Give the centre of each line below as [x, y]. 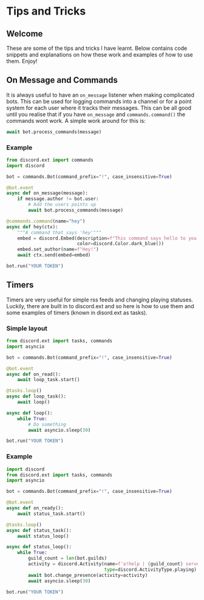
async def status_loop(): [39, 547]
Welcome [25, 34]
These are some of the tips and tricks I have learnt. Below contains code [97, 48]
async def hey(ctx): [32, 227]
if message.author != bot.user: [58, 199]
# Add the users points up [62, 205]
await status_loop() [43, 536]
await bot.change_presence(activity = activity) [88, 575]
